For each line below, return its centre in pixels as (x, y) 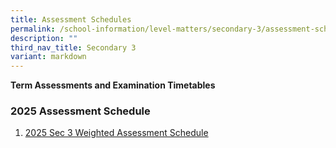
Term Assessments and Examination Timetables (113, 85)
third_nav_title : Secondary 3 (73, 47)
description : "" (44, 38)
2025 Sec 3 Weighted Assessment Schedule (116, 133)
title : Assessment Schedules (71, 19)
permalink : (33, 29)
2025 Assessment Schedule (80, 111)
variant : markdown (48, 57)
